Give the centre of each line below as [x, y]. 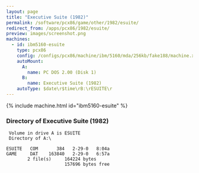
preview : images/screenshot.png [46, 34]
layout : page [22, 12]
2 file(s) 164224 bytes [62, 159]
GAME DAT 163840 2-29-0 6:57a [58, 154]
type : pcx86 [31, 50]
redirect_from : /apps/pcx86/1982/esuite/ [58, 28]
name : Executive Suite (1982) [65, 84]
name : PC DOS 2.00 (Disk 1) [62, 72]
